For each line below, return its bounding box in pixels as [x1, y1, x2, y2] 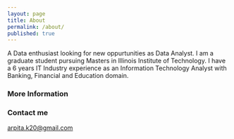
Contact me [7, 108, 49, 118]
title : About [7, 17, 46, 24]
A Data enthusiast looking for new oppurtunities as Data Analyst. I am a [7, 49, 214, 58]
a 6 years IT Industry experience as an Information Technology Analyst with [7, 64, 227, 72]
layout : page [7, 10, 46, 18]
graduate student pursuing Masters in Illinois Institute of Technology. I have [7, 57, 226, 65]
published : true [7, 29, 55, 37]
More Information [7, 89, 68, 99]
